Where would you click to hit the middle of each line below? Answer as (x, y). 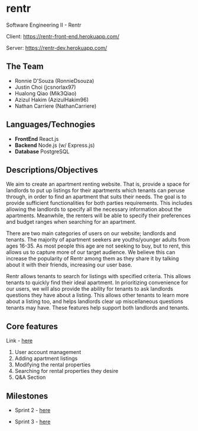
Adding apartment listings (46, 358)
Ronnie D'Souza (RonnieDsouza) (54, 81)
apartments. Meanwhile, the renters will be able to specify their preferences (98, 215)
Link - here (20, 341)
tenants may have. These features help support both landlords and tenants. (98, 308)
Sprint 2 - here (33, 410)
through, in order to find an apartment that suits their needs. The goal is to (96, 197)
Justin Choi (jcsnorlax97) (45, 87)
